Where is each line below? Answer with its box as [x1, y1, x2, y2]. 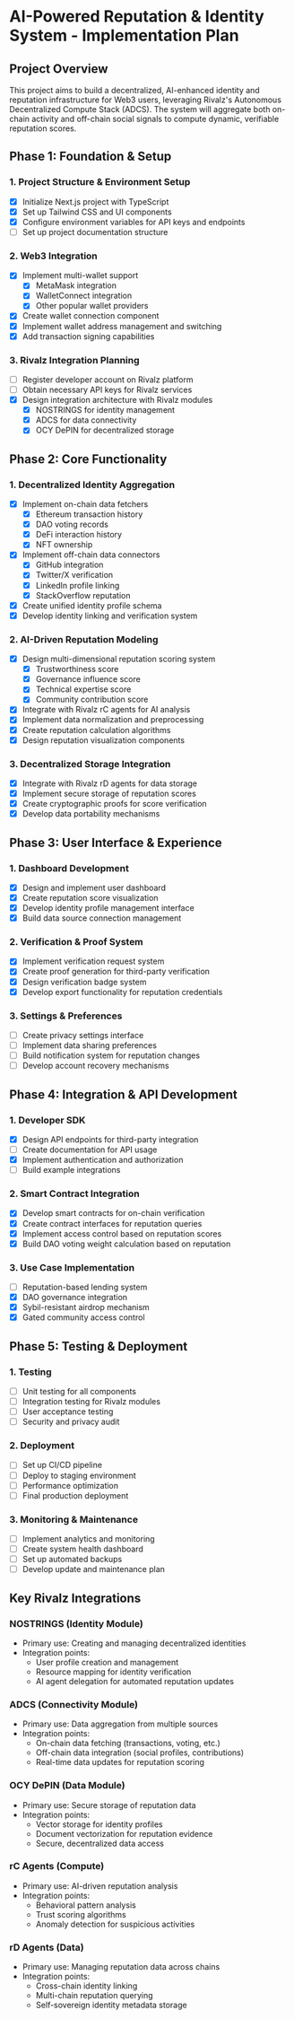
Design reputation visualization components [22, 734, 186, 746]
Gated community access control [22, 1312, 145, 1323]
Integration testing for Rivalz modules [22, 1396, 161, 1406]
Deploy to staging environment [22, 1470, 136, 1481]
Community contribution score [35, 694, 149, 705]
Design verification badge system [22, 976, 147, 987]
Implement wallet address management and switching [22, 320, 222, 331]
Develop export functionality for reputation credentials [22, 986, 223, 997]
